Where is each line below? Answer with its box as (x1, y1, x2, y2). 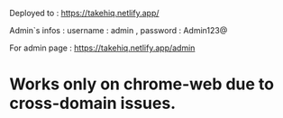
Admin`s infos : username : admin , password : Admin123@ (9, 25, 228, 35)
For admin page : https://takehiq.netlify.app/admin (9, 42, 196, 53)
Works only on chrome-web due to (9, 74, 275, 95)
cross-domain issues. (9, 94, 177, 113)
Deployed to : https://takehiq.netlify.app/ (9, 8, 160, 18)
